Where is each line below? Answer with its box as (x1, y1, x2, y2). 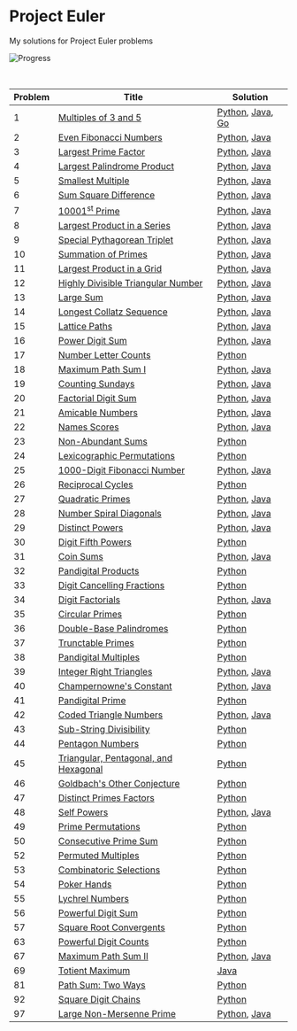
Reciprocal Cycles (57, 478, 134, 491)
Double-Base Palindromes (57, 623, 169, 635)
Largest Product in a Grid (57, 263, 162, 275)
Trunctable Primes (57, 637, 135, 649)
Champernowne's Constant (57, 680, 172, 693)
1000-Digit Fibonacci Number (57, 464, 186, 477)
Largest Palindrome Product (57, 159, 175, 172)
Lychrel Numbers (57, 893, 130, 905)
